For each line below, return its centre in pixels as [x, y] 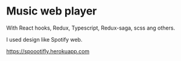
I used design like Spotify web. [44, 39]
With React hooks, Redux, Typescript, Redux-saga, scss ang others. [91, 28]
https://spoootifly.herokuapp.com [48, 51]
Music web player [52, 11]
